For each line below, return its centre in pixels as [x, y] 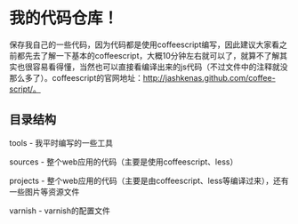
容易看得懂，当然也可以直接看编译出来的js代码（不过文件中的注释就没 [160, 67]
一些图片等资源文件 [44, 191]
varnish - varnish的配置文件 [60, 211]
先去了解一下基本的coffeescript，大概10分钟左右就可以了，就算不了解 [152, 55]
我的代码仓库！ [64, 18]
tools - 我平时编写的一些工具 [61, 142]
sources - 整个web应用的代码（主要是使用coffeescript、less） [124, 162]
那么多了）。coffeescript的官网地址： [77, 77]
